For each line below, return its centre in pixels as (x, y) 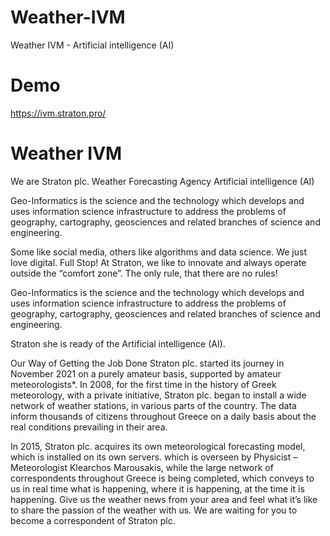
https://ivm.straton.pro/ (58, 113)
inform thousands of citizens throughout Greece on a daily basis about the (163, 416)
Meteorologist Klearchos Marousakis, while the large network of (142, 467)
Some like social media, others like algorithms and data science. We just (159, 252)
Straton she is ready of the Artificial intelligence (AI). (118, 343)
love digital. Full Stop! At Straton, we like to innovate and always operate (158, 262)
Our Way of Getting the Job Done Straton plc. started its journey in (147, 363)
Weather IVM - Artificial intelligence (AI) (92, 45)
